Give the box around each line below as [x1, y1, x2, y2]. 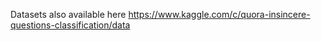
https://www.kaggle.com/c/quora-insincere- [128, 9, 311, 20]
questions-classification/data [10, 19, 131, 31]
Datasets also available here [10, 9, 127, 20]
